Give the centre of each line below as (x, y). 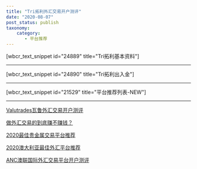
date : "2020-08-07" (30, 17)
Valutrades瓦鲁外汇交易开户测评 (45, 110)
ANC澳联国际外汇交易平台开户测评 (48, 160)
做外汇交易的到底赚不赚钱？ (40, 123)
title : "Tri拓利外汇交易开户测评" (44, 11)
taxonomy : (18, 28)
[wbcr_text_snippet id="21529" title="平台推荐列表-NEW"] (76, 92)
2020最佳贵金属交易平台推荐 (41, 135)
